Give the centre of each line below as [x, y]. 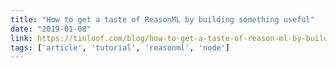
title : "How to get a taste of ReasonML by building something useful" [162, 19]
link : [21, 38]
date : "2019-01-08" [51, 29]
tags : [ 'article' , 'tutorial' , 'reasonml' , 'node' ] [120, 47]
